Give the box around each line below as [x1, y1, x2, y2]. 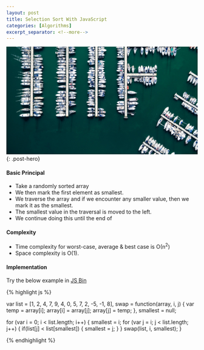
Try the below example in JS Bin [6, 277, 87, 284]
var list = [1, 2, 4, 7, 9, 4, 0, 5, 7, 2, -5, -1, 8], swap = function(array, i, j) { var [6, 300, 194, 308]
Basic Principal [6, 169, 45, 176]
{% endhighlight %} [6, 337, 56, 344]
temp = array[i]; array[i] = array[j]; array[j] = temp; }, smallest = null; [6, 307, 177, 314]
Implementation [6, 263, 47, 271]
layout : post [6, 10, 39, 16]
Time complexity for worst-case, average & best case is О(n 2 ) [15, 242, 170, 251]
